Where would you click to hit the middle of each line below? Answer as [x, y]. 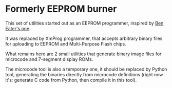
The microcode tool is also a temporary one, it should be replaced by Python [86, 69]
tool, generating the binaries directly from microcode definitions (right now [84, 74]
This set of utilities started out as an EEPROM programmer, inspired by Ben [84, 23]
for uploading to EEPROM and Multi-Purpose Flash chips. [66, 43]
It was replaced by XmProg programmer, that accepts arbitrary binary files [84, 38]
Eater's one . [18, 28]
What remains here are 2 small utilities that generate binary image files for [83, 54]
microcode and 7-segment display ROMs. [49, 59]
